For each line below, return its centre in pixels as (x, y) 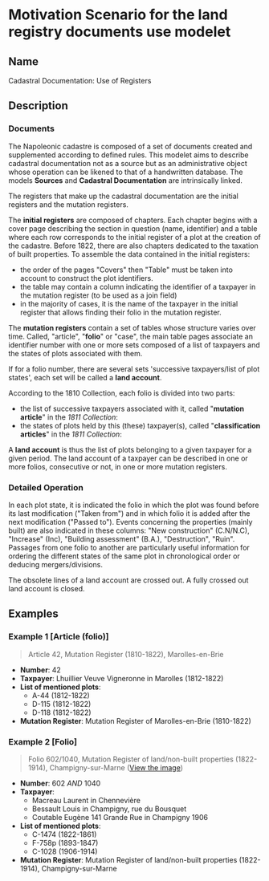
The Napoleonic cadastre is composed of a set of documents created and (130, 146)
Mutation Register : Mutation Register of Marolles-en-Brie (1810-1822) (135, 721)
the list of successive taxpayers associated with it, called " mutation (132, 408)
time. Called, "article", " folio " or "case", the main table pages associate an (130, 336)
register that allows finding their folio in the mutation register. (121, 312)
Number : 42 (41, 670)
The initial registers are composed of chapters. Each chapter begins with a (133, 220)
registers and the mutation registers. (68, 204)
